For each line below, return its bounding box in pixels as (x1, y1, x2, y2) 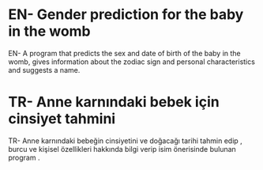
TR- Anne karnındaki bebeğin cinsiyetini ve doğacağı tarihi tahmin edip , (8, 136, 242, 145)
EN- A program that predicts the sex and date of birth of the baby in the (8, 48, 241, 58)
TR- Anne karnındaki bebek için (8, 93, 220, 111)
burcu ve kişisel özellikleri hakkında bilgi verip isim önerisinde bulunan (8, 144, 237, 153)
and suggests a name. (8, 65, 81, 74)
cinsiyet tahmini (8, 110, 116, 128)
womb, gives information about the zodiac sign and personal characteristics (8, 57, 255, 66)
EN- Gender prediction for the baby (8, 6, 244, 24)
